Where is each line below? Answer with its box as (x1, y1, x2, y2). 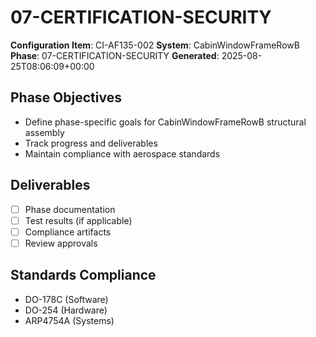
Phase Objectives (10, 89, 122, 106)
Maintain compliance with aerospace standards (24, 147, 221, 160)
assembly (24, 126, 65, 138)
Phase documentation (24, 203, 116, 215)
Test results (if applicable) (24, 214, 133, 226)
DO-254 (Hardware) (24, 304, 108, 316)
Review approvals (24, 237, 98, 249)
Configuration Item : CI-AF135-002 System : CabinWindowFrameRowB (10, 39, 300, 51)
